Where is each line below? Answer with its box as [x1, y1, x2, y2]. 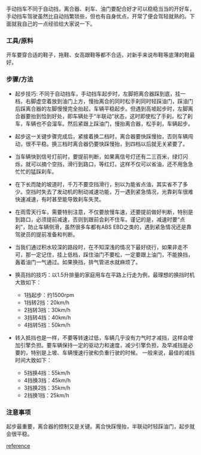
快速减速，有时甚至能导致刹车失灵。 [14, 195, 105, 202]
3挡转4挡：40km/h [23, 314, 71, 321]
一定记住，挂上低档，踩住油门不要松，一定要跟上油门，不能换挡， [31, 251, 193, 258]
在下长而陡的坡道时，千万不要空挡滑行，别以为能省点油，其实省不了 [14, 180, 183, 187]
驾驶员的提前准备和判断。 [14, 230, 78, 238]
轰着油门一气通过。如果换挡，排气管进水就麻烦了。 [14, 258, 141, 265]
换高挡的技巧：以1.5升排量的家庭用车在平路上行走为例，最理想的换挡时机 [14, 271, 195, 278]
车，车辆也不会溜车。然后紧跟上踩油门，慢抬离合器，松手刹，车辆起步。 [14, 120, 193, 127]
